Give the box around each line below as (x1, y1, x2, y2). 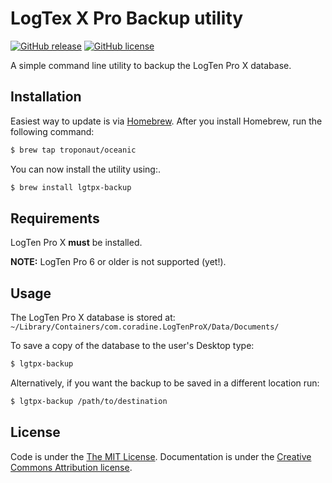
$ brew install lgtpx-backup (10, 182, 132, 192)
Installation (10, 88, 82, 106)
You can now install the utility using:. (10, 163, 161, 175)
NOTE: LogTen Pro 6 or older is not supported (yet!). (10, 256, 227, 268)
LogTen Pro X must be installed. (10, 237, 143, 249)
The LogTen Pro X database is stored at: (10, 312, 176, 324)
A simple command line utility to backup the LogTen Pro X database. (10, 59, 292, 71)
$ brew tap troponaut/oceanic (10, 145, 137, 155)
